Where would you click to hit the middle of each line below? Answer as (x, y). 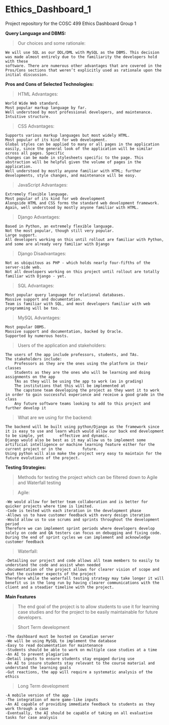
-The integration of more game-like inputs (52, 700)
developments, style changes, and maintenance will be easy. (71, 175)
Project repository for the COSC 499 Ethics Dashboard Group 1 (71, 23)
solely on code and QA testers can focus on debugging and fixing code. (83, 533)
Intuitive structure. (28, 116)
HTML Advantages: (38, 94)
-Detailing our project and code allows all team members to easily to (82, 560)
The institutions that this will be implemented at (70, 386)
